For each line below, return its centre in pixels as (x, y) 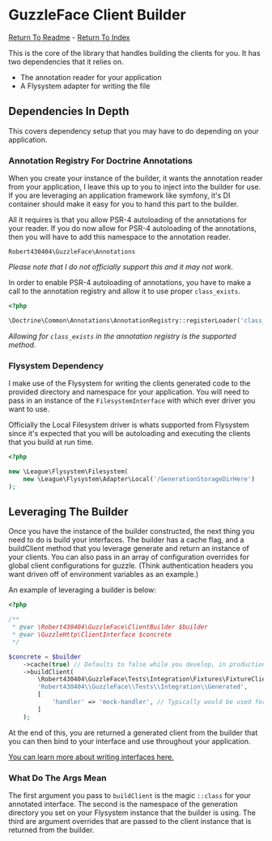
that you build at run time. (51, 442)
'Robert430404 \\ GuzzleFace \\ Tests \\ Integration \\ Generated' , (143, 687)
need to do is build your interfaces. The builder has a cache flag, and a (126, 540)
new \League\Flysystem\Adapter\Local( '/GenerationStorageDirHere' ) (139, 479)
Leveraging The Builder (68, 512)
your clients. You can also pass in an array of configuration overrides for (129, 557)
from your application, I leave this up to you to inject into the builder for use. (135, 187)
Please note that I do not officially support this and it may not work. (121, 267)
